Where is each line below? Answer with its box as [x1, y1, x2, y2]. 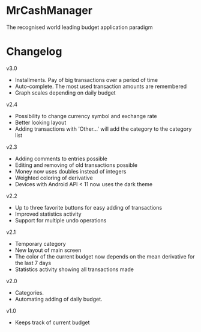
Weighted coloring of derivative [14, 174, 93, 181]
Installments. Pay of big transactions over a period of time [14, 76, 158, 83]
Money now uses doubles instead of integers [14, 168, 127, 175]
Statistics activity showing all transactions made [14, 266, 134, 273]
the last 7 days [14, 259, 52, 266]
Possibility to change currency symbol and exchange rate [14, 112, 157, 119]
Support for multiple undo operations [14, 216, 107, 224]
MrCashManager [6, 4, 93, 17]
